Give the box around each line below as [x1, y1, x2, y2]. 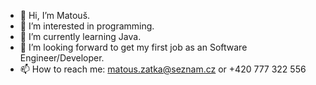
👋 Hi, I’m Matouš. [19, 10, 91, 21]
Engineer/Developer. [19, 52, 105, 64]
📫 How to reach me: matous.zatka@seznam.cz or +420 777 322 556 [19, 63, 307, 75]
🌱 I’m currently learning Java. [19, 31, 142, 42]
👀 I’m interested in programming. [19, 20, 155, 32]
